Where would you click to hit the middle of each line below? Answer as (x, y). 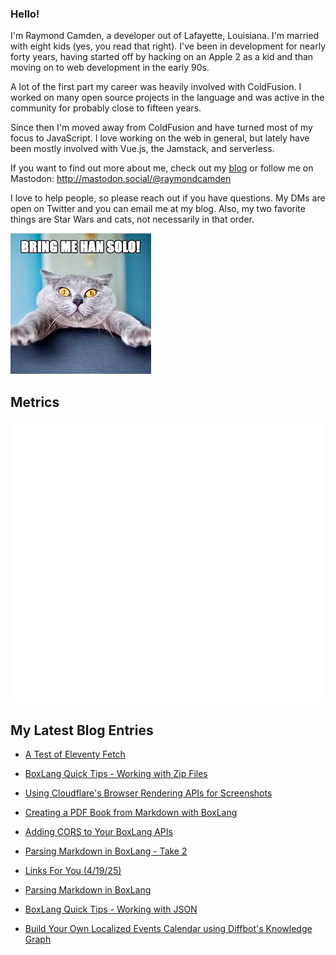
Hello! (25, 14)
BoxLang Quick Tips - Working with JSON (111, 909)
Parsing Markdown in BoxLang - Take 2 (106, 851)
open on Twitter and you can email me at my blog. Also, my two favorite (158, 209)
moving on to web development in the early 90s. (110, 68)
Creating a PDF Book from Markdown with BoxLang (131, 813)
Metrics (35, 402)
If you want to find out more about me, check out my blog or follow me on (162, 168)
